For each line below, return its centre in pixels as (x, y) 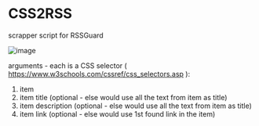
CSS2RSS (40, 14)
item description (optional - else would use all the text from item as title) (136, 106)
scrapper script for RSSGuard (56, 35)
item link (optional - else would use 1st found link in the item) (117, 113)
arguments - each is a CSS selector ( (67, 65)
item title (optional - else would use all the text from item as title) (123, 97)
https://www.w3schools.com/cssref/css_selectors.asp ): (99, 74)
